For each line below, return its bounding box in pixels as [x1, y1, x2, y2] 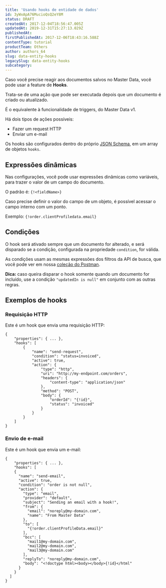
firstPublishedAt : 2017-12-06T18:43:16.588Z [5, 35, 99, 40]
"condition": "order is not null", [18, 482, 92, 487]
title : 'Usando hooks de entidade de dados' [5, 7, 99, 12]
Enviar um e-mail [12, 131, 47, 137]
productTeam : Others [5, 44, 48, 49]
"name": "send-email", [18, 473, 66, 479]
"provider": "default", [23, 495, 72, 500]
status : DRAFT [5, 16, 35, 21]
